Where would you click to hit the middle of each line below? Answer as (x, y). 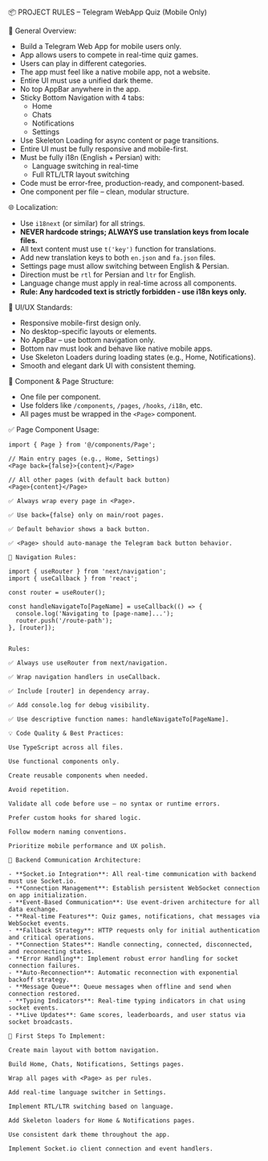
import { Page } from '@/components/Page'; (82, 445)
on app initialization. (48, 895)
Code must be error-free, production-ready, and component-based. (132, 183)
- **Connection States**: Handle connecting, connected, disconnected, (130, 945)
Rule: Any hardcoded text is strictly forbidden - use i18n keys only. (133, 292)
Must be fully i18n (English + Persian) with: (90, 157)
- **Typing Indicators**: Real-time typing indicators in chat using (127, 1001)
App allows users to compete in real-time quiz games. (109, 55)
